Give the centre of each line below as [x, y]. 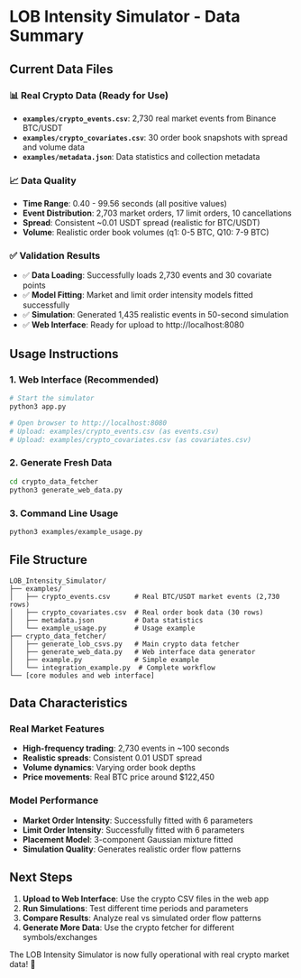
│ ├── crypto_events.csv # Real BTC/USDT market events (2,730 [145, 596]
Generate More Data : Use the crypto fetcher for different [128, 927]
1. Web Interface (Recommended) [84, 379]
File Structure [48, 560]
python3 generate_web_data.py [66, 490]
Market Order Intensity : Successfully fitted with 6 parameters [138, 820]
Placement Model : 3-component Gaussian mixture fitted [128, 839]
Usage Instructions [64, 354]
